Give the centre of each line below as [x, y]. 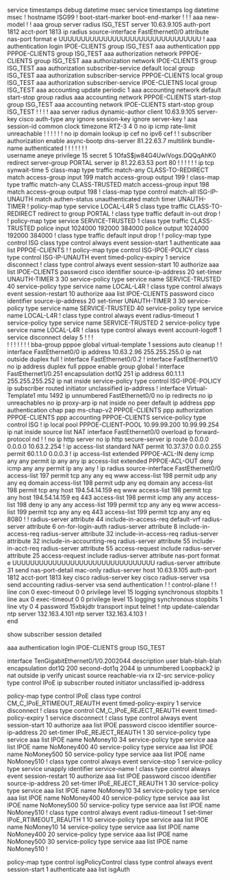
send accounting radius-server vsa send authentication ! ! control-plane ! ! [112, 584]
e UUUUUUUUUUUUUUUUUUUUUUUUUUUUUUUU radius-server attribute [114, 563]
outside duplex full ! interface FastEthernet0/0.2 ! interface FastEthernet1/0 [113, 359]
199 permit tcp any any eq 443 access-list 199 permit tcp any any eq [114, 512]
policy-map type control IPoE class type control [74, 696]
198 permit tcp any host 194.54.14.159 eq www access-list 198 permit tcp [110, 490]
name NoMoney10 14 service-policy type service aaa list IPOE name [103, 827]
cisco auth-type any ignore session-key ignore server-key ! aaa [108, 119]
